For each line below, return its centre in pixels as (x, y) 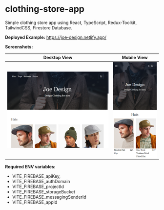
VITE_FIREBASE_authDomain (41, 182)
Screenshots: (19, 47)
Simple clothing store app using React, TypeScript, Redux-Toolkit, (71, 23)
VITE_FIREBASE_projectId (38, 187)
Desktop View (58, 58)
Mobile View (135, 58)
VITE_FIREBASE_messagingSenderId (49, 197)
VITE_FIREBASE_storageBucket (44, 192)
